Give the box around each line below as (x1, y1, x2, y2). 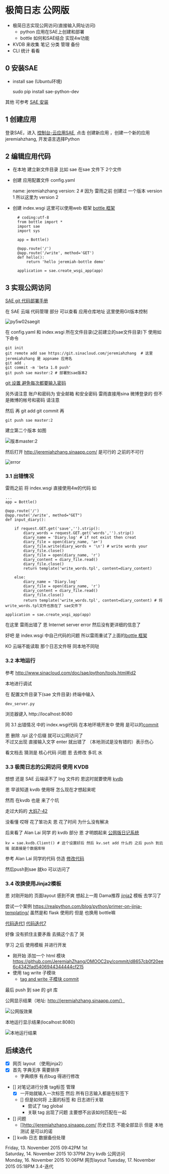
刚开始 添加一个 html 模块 (12, 953, 66, 959)
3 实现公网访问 (5, 283, 51, 292)
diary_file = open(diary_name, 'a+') (23, 540, 102, 545)
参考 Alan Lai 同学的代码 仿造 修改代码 (5, 856, 85, 862)
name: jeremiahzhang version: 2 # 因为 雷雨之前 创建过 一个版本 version (12, 188, 162, 194)
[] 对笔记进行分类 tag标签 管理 (12, 1084, 75, 1090)
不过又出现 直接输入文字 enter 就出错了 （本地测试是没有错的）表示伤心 (5, 739, 154, 745)
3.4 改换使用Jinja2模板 (5, 880, 62, 887)
